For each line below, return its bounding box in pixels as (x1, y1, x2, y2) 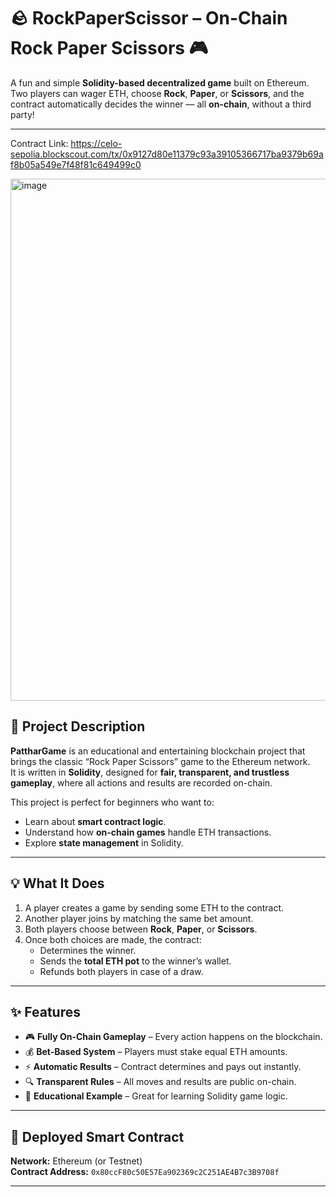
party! (10, 108, 35, 120)
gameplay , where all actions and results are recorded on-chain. (10, 776, 273, 789)
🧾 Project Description (10, 718, 146, 735)
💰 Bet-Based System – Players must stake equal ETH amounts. (24, 1046, 288, 1058)
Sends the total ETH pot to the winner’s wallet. (39, 955, 232, 967)
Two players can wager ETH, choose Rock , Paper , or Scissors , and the (10, 87, 305, 99)
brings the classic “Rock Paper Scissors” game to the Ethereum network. (10, 755, 311, 767)
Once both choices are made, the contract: (24, 933, 202, 945)
